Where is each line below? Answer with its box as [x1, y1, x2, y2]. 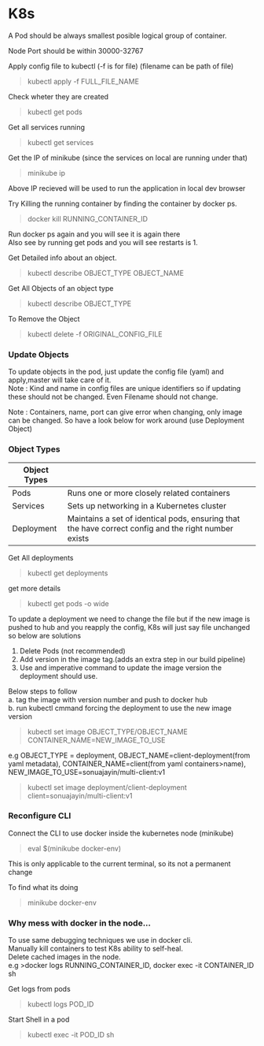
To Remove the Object [8, 314, 80, 323]
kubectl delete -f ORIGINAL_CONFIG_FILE [27, 329, 163, 339]
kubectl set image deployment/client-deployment [27, 782, 187, 792]
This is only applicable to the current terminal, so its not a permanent [8, 858, 231, 868]
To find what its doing [8, 882, 79, 892]
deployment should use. [19, 671, 98, 680]
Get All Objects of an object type [8, 283, 114, 292]
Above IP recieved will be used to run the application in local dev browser [8, 183, 246, 193]
